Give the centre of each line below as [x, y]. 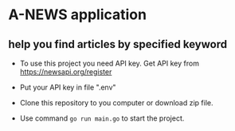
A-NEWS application [78, 15]
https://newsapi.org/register [66, 72]
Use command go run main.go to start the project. [102, 118]
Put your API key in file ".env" [68, 87]
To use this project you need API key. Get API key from [109, 63]
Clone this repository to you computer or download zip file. [116, 103]
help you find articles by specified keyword [118, 44]
